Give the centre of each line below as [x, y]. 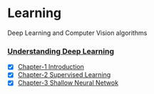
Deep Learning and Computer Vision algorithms [77, 33]
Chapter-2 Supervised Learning [64, 75]
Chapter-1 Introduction [51, 67]
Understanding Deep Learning [61, 51]
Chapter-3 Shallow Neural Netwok [68, 83]
